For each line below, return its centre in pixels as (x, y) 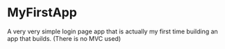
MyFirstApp (42, 13)
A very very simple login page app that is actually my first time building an (112, 31)
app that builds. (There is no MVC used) (64, 38)
